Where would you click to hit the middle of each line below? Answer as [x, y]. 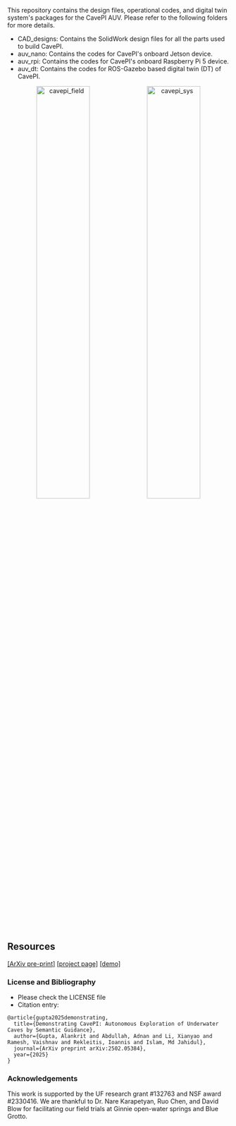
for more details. [31, 25]
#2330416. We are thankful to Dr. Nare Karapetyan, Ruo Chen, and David [113, 1101]
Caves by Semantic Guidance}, [52, 1030]
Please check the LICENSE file [62, 998]
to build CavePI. [41, 46]
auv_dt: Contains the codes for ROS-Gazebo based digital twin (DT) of [119, 69]
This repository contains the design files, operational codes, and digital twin [117, 10]
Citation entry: [38, 1005]
